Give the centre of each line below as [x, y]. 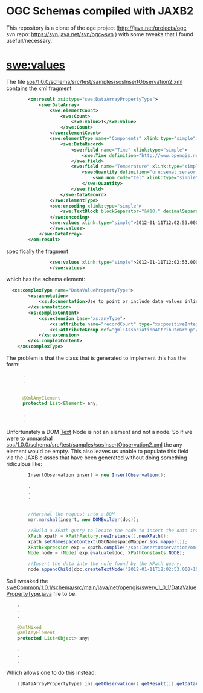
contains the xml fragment [39, 88]
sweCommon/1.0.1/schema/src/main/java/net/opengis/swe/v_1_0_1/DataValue [101, 587]
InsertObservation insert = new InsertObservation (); [97, 475]
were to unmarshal [30, 438]
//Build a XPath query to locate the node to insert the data [108, 530]
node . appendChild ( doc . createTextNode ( [77, 570]
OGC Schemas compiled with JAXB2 [100, 11]
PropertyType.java [29, 594]
